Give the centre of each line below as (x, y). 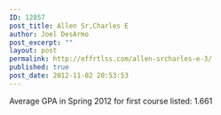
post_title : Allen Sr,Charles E (69, 26)
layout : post (33, 51)
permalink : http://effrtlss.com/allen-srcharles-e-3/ (111, 59)
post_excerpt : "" (41, 42)
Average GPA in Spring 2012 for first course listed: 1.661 (111, 101)
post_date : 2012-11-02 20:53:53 (69, 76)
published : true (39, 68)
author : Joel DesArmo (49, 34)
